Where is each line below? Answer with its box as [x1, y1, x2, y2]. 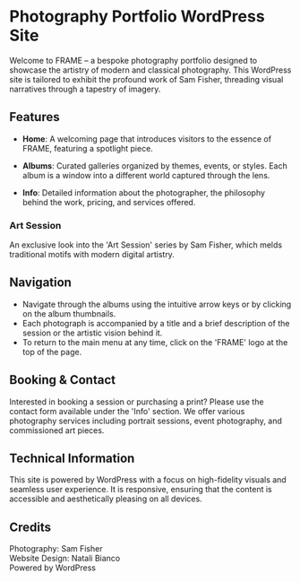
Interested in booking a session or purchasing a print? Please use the [9, 396, 264, 407]
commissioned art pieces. [9, 424, 105, 436]
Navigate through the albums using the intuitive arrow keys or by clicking [21, 299, 292, 309]
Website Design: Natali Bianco [9, 553, 121, 564]
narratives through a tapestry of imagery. [9, 83, 161, 94]
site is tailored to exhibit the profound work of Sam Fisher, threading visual [9, 74, 284, 84]
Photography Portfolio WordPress [9, 6, 266, 27]
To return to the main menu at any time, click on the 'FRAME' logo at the [21, 336, 288, 347]
